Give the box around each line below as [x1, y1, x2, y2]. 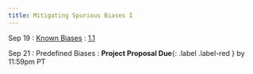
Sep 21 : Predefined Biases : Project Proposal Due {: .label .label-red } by [8, 48, 245, 57]
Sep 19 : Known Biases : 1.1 [8, 33, 95, 43]
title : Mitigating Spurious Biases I [8, 11, 133, 20]
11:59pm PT [8, 57, 46, 66]
